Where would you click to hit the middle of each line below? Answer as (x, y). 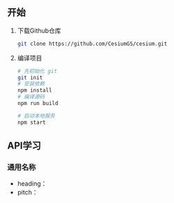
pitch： (27, 193)
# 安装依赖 (31, 84)
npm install (34, 90)
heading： (32, 184)
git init (30, 78)
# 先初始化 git (37, 71)
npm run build (38, 104)
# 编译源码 (31, 97)
